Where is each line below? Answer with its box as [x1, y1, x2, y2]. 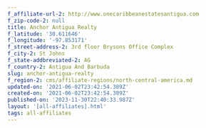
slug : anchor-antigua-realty [7, 70, 94, 77]
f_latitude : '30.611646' [7, 30, 81, 38]
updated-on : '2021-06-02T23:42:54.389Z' [7, 83, 130, 90]
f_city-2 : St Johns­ [7, 50, 66, 58]
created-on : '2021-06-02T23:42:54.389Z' [7, 90, 130, 97]
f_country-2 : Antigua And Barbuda [7, 63, 110, 70]
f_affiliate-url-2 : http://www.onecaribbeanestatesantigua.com [7, 10, 200, 18]
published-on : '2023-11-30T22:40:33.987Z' [7, 97, 135, 104]
